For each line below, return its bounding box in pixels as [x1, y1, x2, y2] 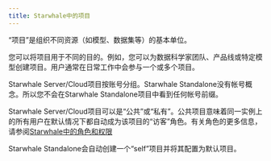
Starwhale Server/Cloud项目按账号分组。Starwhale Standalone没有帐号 [8, 79, 246, 89]
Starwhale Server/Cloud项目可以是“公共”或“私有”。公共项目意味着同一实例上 [8, 106, 263, 116]
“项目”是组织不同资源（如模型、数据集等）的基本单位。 [8, 35, 192, 44]
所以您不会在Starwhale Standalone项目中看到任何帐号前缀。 [22, 89, 223, 99]
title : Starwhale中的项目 [8, 11, 91, 20]
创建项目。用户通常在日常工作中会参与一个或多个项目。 [15, 62, 199, 72]
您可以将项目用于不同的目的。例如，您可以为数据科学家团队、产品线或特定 [8, 52, 256, 61]
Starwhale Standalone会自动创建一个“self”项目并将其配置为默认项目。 [8, 143, 241, 153]
